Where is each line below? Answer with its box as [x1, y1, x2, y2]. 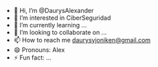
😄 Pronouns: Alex [13, 46, 65, 54]
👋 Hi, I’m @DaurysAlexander [13, 7, 94, 14]
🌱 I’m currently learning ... [13, 21, 87, 29]
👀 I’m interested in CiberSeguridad [13, 14, 111, 22]
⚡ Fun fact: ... [13, 53, 52, 62]
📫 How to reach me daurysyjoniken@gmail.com [13, 36, 151, 44]
